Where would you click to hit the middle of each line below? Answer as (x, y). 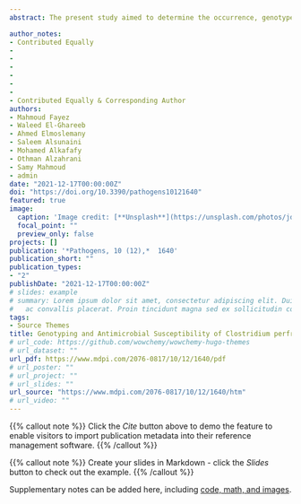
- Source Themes (39, 326)
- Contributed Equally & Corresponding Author (98, 100)
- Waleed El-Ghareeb (48, 126)
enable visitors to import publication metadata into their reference (130, 435)
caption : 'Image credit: (64, 217)
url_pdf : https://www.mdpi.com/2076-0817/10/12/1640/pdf (118, 359)
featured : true (38, 201)
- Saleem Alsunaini (46, 143)
